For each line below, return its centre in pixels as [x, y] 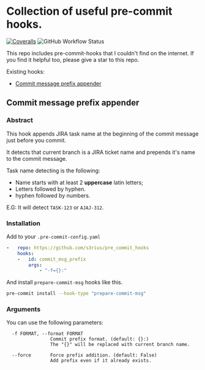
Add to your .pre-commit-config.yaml [54, 236]
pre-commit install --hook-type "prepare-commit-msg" [76, 294]
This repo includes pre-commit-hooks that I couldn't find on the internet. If [100, 53]
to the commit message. [37, 158]
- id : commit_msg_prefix [52, 259]
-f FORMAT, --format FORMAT [48, 334]
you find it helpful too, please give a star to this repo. [73, 60]
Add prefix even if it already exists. [101, 361]
